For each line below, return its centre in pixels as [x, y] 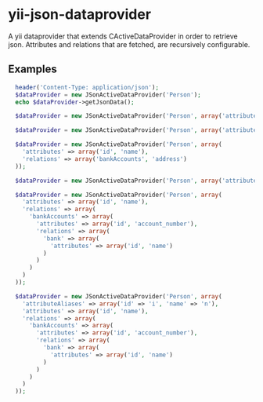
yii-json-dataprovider [79, 15]
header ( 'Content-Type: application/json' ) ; [87, 87]
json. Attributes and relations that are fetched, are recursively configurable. [129, 44]
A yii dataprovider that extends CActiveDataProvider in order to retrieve [123, 36]
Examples [32, 69]
